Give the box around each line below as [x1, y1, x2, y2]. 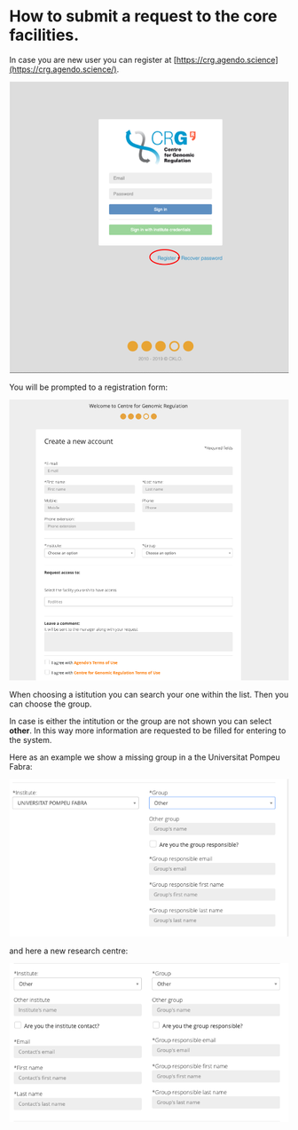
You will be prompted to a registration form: [9, 382, 169, 392]
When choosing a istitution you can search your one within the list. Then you [9, 689, 289, 699]
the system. [9, 734, 52, 745]
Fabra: [9, 761, 33, 771]
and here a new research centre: [9, 945, 129, 956]
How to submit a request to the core [9, 6, 278, 27]
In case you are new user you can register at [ [9, 54, 177, 65]
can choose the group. [9, 699, 92, 709]
